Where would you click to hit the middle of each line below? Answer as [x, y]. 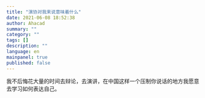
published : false [28, 63]
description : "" [27, 46]
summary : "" [21, 29]
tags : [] [17, 40]
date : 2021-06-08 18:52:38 [41, 18]
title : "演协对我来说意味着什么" [44, 12]
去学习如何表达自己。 [33, 88]
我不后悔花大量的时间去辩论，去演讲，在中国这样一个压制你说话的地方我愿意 [103, 81]
